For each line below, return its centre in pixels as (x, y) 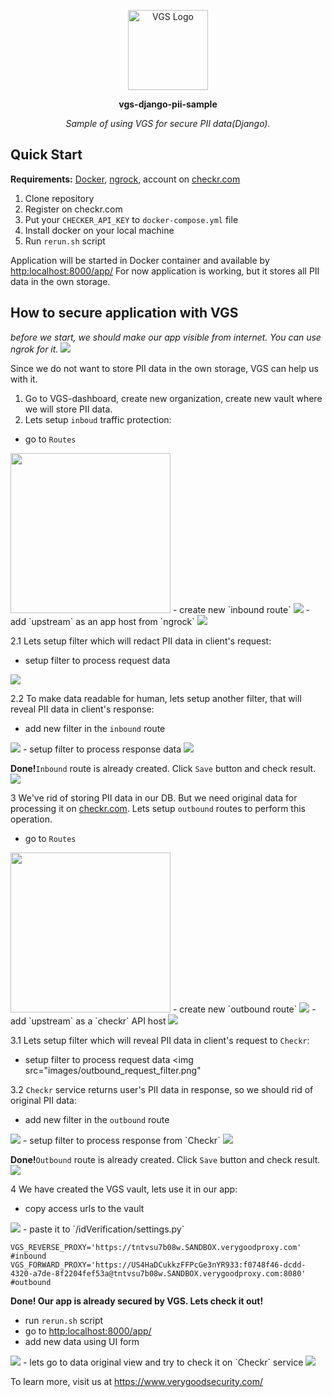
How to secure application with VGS (124, 313)
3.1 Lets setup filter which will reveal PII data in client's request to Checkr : (160, 1040)
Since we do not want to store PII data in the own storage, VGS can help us (164, 368)
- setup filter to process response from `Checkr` (121, 1140)
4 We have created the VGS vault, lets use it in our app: (124, 1189)
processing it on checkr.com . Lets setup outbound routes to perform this (158, 808)
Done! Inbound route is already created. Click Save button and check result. (163, 768)
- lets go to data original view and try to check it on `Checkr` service (163, 1362)
